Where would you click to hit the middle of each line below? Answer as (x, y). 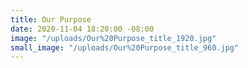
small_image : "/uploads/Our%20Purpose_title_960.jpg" (125, 47)
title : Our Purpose (51, 19)
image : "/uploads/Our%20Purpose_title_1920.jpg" (113, 38)
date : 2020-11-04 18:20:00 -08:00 (82, 29)
